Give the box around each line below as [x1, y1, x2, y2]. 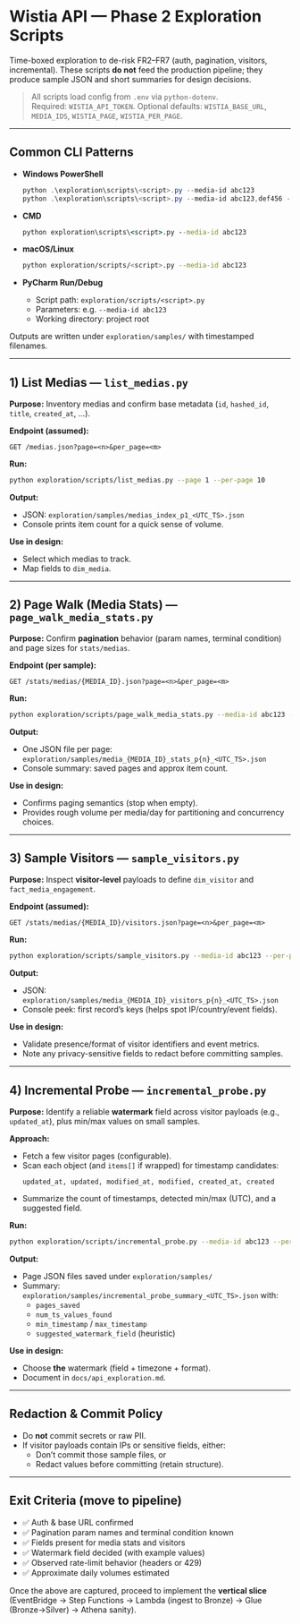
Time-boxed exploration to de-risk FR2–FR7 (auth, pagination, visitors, [9, 55, 268, 65]
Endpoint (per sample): [9, 660, 96, 671]
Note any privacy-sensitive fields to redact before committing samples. [21, 1048, 284, 1059]
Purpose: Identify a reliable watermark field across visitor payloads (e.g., [9, 1107, 279, 1117]
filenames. [9, 340, 48, 351]
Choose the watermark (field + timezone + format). [21, 1363, 212, 1373]
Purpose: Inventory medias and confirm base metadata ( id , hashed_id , [9, 398, 270, 409]
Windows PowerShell [21, 168, 104, 179]
